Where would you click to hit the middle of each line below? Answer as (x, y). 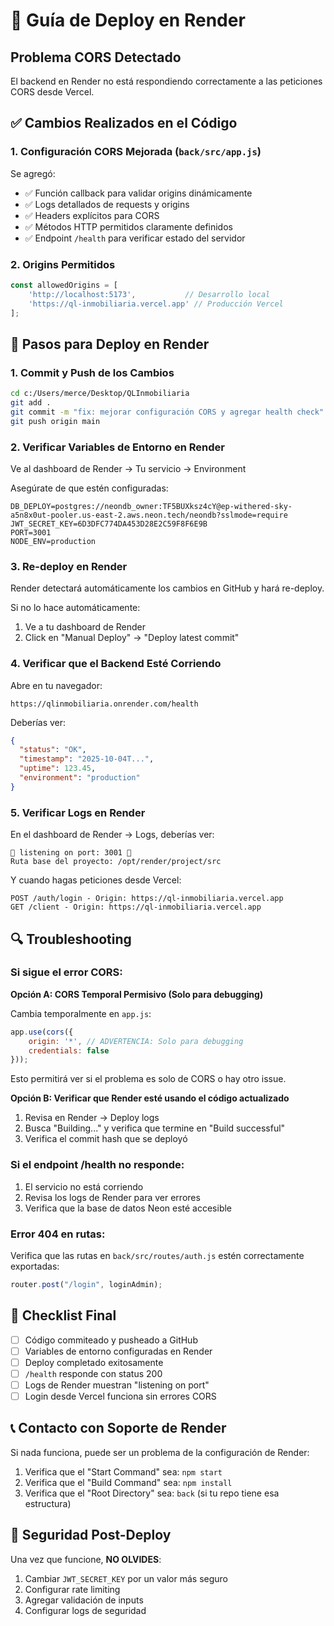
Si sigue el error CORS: (66, 972)
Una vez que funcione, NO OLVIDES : (86, 1559)
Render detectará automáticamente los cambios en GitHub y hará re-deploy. (167, 588)
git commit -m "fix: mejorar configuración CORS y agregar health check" (167, 412)
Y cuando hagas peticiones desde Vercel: (96, 880)
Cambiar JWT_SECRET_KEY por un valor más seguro (126, 1578)
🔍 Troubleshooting (71, 939)
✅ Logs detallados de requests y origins (107, 204)
